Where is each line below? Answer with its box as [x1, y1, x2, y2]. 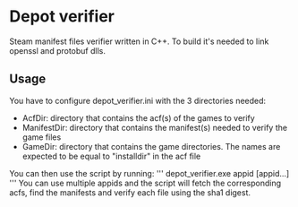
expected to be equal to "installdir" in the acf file [21, 151, 201, 161]
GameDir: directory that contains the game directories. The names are [21, 141, 281, 151]
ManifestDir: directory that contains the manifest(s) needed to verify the [21, 122, 288, 133]
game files [21, 132, 62, 142]
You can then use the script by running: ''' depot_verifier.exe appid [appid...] [9, 168, 290, 178]
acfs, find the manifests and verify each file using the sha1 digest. [9, 186, 251, 198]
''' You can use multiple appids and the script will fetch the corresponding [9, 177, 282, 188]
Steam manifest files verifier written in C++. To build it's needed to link [9, 36, 269, 47]
